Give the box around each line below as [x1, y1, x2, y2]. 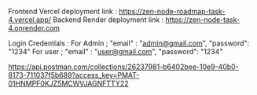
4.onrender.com [8, 24, 61, 32]
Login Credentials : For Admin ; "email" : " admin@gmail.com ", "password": [8, 38, 250, 48]
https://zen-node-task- [165, 15, 240, 24]
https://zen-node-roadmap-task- [119, 7, 226, 16]
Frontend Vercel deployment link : [8, 7, 118, 16]
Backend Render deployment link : [52, 15, 164, 24]
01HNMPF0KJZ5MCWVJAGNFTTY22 [8, 79, 129, 88]
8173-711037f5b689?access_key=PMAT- [8, 71, 140, 79]
